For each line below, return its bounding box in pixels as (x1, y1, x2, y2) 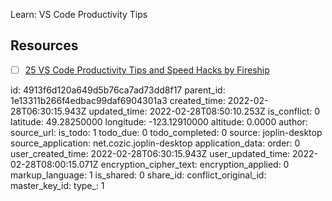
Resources (10, 37, 79, 54)
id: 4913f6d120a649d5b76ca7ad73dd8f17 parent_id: (10, 84, 226, 96)
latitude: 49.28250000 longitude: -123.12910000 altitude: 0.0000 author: (10, 115, 308, 128)
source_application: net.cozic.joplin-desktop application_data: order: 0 (10, 137, 301, 149)
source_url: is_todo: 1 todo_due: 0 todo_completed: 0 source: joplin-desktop (10, 126, 323, 138)
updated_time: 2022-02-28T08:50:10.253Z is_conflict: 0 (88, 105, 321, 117)
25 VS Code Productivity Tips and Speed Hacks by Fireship (24, 64, 270, 76)
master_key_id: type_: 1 (10, 179, 105, 191)
